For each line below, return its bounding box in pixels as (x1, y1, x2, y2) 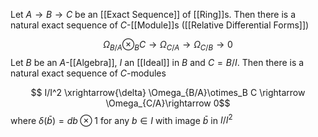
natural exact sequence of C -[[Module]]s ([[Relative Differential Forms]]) (10, 19, 310, 31)
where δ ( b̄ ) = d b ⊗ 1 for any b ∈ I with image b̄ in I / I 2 (10, 112, 233, 126)
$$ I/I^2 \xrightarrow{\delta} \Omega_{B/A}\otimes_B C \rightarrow (30, 86, 306, 98)
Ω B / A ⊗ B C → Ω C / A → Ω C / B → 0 (103, 39, 233, 53)
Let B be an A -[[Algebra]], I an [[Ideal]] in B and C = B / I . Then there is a (10, 56, 305, 68)
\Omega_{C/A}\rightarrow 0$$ (105, 97, 231, 109)
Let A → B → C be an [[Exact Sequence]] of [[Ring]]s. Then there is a (10, 9, 297, 20)
